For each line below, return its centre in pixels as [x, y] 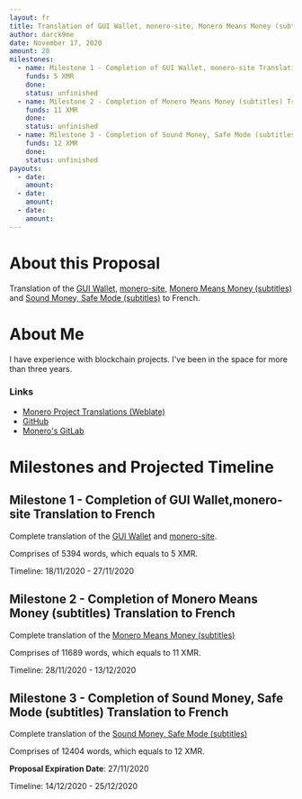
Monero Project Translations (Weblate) [94, 412]
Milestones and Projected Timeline [142, 467]
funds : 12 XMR [52, 143]
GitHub [36, 421]
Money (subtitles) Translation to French [122, 613]
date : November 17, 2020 [56, 43]
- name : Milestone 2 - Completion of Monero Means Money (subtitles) [150, 101]
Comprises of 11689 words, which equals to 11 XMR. [105, 652]
